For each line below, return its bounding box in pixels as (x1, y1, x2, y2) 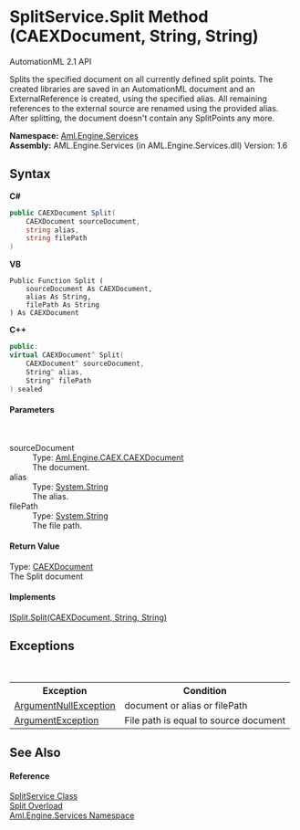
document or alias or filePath (124, 699, 248, 711)
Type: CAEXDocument (9, 561, 94, 572)
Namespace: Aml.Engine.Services (9, 130, 139, 141)
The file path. (32, 520, 82, 531)
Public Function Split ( (9, 277, 104, 286)
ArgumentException (14, 714, 99, 727)
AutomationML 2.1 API (9, 56, 92, 67)
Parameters (9, 404, 55, 415)
